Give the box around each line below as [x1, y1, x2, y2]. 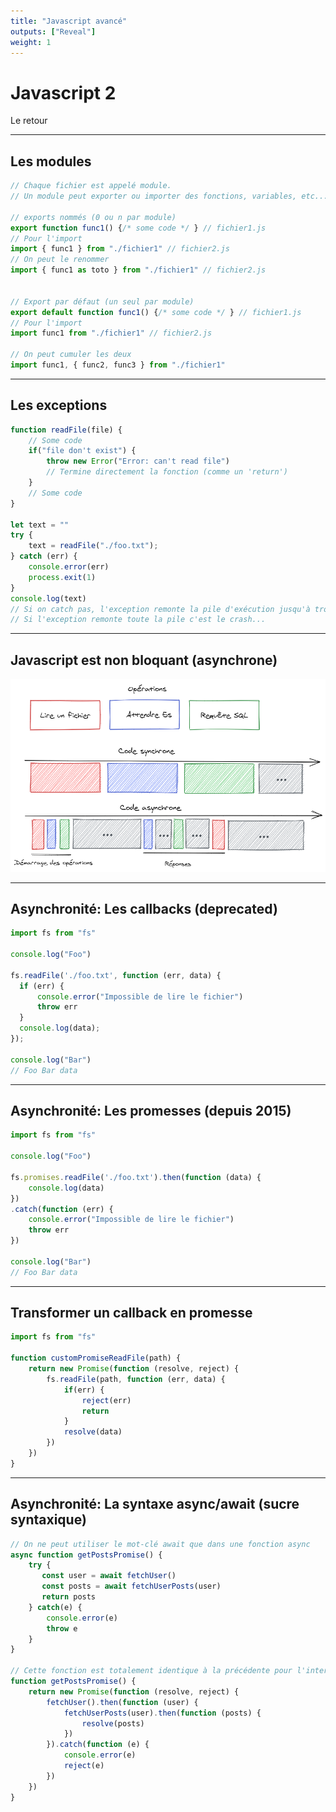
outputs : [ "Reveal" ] [10, 26, 97, 37]
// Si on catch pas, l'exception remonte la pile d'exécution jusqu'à [10, 604, 311, 614]
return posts [41, 1592, 97, 1602]
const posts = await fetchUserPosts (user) [41, 1581, 222, 1592]
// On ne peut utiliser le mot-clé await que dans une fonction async [10, 1539, 311, 1549]
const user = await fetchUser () [41, 1571, 177, 1581]
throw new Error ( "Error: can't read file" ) [46, 456, 230, 467]
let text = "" [10, 520, 70, 530]
